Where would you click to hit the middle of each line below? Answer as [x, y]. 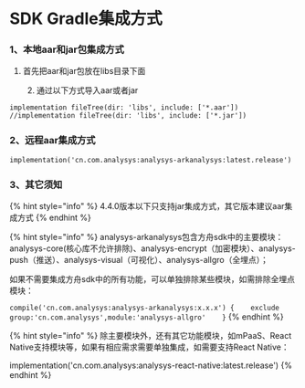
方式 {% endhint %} [54, 218]
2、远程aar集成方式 [53, 141]
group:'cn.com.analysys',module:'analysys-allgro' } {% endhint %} [147, 317]
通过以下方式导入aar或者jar [87, 90]
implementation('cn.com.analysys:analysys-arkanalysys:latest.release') [151, 160]
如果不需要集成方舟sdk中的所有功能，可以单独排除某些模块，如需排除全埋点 [152, 279]
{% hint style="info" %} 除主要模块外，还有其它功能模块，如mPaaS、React [151, 336]
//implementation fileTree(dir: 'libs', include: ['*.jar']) [128, 116]
